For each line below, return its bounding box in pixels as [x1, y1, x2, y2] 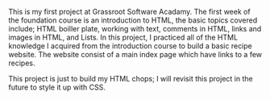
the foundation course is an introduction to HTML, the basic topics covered [8, 15, 258, 25]
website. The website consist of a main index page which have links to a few [8, 50, 263, 59]
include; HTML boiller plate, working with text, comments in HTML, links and [8, 24, 262, 33]
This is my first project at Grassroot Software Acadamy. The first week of [8, 7, 251, 16]
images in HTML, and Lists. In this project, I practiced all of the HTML [8, 32, 239, 42]
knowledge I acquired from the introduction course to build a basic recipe [8, 41, 252, 51]
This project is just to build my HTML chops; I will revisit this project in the [8, 74, 253, 83]
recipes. [8, 58, 35, 68]
